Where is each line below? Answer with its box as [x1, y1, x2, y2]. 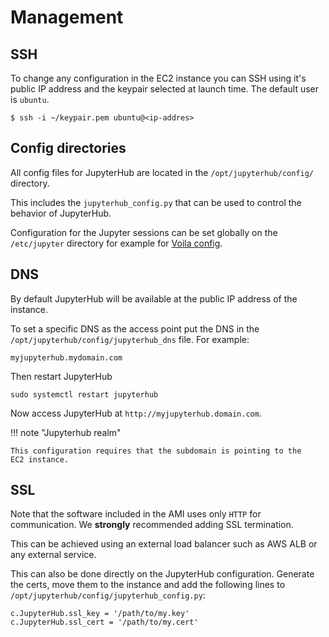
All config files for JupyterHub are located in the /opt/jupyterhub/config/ [10, 166, 315, 178]
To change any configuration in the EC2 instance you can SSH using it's [10, 72, 307, 84]
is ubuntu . [10, 94, 50, 105]
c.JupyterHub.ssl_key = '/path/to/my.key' [10, 609, 190, 619]
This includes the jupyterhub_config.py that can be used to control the [10, 196, 302, 208]
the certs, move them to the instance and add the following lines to [10, 579, 286, 591]
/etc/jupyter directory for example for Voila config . [10, 237, 223, 249]
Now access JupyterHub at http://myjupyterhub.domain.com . [10, 407, 262, 419]
